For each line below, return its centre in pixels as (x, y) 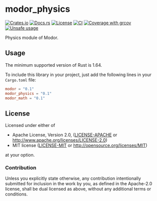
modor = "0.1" (20, 89)
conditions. (17, 194)
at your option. (20, 155)
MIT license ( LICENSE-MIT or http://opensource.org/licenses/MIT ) (80, 145)
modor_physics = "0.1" (28, 93)
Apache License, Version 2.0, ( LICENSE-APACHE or (65, 135)
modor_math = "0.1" (25, 98)
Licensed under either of (30, 125)
